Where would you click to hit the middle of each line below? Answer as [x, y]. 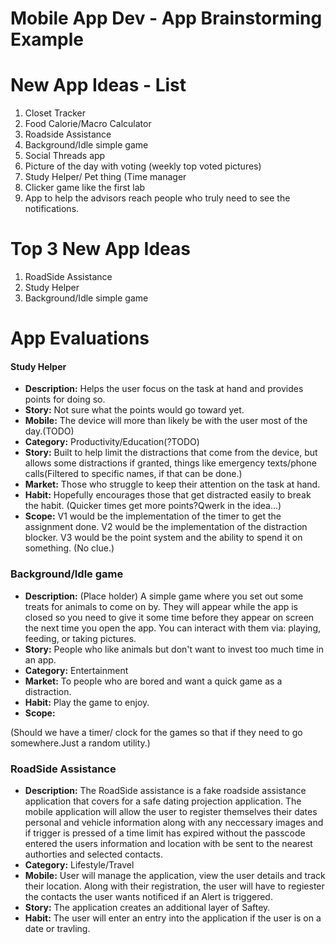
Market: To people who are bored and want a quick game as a [153, 681]
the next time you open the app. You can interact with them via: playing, [173, 628]
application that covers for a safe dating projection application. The [163, 801]
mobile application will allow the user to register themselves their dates [171, 812]
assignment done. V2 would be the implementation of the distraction [166, 527]
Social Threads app [65, 156]
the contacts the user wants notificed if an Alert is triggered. [148, 897]
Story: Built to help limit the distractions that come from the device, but [171, 453]
